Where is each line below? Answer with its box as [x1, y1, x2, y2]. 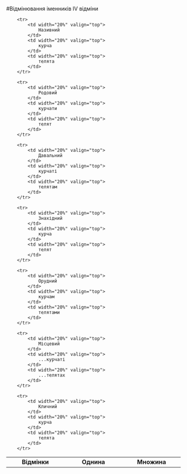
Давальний [38, 152, 63, 158]
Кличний [38, 403, 58, 409]
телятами [38, 310, 60, 316]
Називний [38, 27, 60, 33]
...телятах [38, 372, 66, 378]
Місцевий [38, 341, 60, 347]
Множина [137, 458, 166, 466]
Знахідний [38, 215, 63, 221]
